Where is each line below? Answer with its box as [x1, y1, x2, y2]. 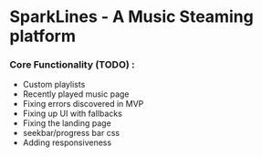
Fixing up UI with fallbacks [22, 108, 123, 120]
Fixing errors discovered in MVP [22, 99, 144, 110]
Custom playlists [22, 79, 86, 90]
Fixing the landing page [22, 118, 111, 129]
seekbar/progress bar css [22, 128, 121, 139]
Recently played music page [22, 89, 130, 99]
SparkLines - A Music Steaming [9, 6, 254, 27]
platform [9, 26, 76, 47]
